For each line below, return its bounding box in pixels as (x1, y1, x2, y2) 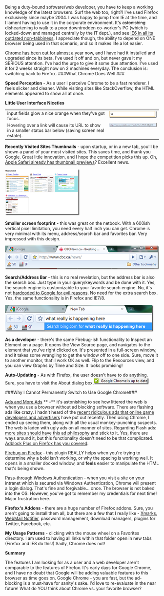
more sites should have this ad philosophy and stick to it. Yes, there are (5, 430, 148, 436)
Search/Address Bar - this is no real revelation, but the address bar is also (5, 275, 155, 280)
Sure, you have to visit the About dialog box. (5, 380, 94, 385)
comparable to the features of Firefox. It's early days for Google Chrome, (5, 565, 152, 571)
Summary (5, 550, 25, 556)
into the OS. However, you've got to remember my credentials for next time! (5, 490, 157, 496)
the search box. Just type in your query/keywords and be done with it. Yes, (5, 279, 156, 285)
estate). (7, 133, 23, 138)
